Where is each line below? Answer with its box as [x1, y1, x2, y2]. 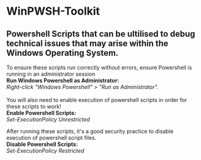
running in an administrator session [6, 70, 96, 78]
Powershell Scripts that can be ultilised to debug [6, 29, 195, 39]
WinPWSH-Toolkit [6, 4, 100, 18]
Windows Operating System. [6, 48, 119, 58]
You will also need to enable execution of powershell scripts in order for [6, 96, 188, 103]
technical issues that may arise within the [6, 38, 169, 48]
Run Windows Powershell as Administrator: [6, 77, 119, 84]
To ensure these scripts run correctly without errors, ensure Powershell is [6, 64, 192, 71]
